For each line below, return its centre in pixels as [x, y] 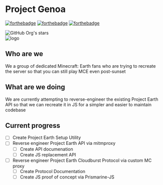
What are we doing [35, 87]
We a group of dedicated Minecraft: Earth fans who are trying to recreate [80, 66]
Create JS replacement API [48, 154]
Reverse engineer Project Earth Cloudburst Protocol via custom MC [82, 160]
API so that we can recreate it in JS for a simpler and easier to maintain [78, 104]
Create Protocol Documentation [53, 171]
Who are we [24, 54]
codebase [16, 110]
